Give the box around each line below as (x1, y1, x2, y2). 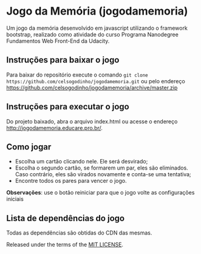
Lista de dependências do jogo (6, 213, 125, 223)
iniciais (6, 196, 24, 203)
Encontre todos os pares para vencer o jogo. (15, 177, 127, 185)
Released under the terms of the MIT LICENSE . (6, 241, 123, 249)
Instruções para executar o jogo (6, 101, 129, 112)
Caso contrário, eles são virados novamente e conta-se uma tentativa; (15, 171, 191, 178)
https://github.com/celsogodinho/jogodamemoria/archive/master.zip (6, 84, 178, 91)
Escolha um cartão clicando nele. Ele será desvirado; (15, 158, 148, 165)
